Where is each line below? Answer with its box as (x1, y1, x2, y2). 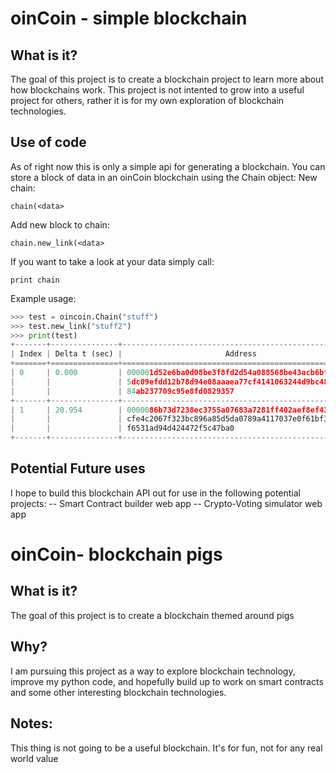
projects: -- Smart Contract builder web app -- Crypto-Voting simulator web (10, 497, 323, 509)
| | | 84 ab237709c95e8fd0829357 (10, 386, 235, 396)
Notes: (10, 715, 53, 732)
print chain (10, 275, 60, 285)
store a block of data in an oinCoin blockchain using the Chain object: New (10, 171, 318, 183)
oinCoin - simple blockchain (10, 7, 248, 30)
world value (10, 752, 59, 764)
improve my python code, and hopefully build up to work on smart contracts (10, 675, 324, 687)
